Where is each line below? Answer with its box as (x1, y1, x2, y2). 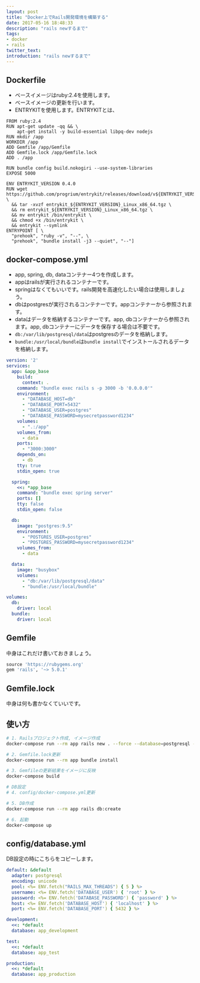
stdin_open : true (17, 468, 60, 474)
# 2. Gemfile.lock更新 (6, 751, 61, 757)
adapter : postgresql (11, 873, 62, 879)
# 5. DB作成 (6, 800, 34, 806)
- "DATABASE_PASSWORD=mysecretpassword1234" (21, 413, 135, 419)
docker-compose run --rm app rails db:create (6, 805, 121, 812)
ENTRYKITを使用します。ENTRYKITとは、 (14, 107, 118, 114)
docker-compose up (6, 822, 52, 828)
